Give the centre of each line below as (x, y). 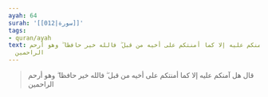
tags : (17, 30)
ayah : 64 (23, 16)
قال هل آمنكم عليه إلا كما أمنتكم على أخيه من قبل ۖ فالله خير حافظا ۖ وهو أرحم (141, 75)
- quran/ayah (30, 38)
